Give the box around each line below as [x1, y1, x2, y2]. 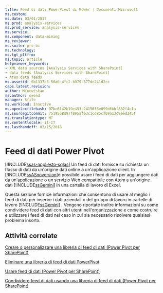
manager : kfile [5, 98, 36, 103]
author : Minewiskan [5, 88, 45, 93]
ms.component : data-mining [5, 34, 60, 39]
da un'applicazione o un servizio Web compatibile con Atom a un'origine [5, 177, 150, 183]
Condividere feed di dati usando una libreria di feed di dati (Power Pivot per [5, 278, 156, 284]
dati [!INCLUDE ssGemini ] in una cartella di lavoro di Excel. [5, 182, 121, 188]
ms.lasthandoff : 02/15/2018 [5, 124, 62, 129]
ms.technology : [5, 48, 36, 52]
